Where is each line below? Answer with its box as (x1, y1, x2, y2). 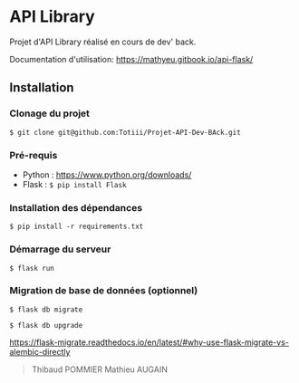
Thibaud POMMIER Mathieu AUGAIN (31, 364, 168, 375)
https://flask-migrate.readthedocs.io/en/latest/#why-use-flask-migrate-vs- (9, 337, 290, 348)
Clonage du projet (9, 107, 91, 120)
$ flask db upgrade (9, 321, 83, 330)
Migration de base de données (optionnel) (9, 284, 198, 297)
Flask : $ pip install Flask (22, 178, 127, 189)
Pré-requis (9, 148, 58, 161)
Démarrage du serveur (9, 243, 111, 255)
